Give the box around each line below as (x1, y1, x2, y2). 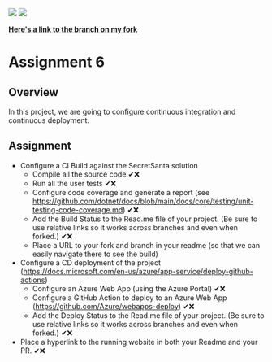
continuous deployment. (8, 116, 90, 125)
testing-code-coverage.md (32, 204, 123, 215)
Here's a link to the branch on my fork (8, 24, 138, 34)
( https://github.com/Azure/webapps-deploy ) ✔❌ (32, 301, 195, 311)
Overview (8, 85, 59, 99)
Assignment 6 (8, 53, 106, 72)
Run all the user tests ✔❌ (32, 178, 116, 188)
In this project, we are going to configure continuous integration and (8, 107, 236, 116)
